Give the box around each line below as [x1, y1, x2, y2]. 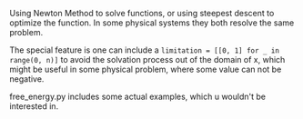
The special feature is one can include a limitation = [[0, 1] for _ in [9, 45, 280, 55]
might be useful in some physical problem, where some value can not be [9, 64, 282, 74]
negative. [9, 74, 45, 84]
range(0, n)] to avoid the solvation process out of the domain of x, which [9, 55, 286, 64]
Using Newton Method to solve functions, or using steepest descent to [9, 8, 275, 18]
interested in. [9, 101, 59, 112]
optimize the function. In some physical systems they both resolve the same [9, 17, 295, 28]
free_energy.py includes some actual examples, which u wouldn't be [9, 91, 267, 102]
